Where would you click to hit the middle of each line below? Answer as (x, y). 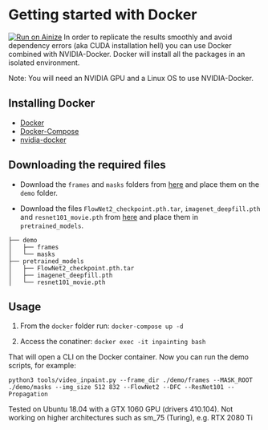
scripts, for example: (42, 366)
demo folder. (39, 193)
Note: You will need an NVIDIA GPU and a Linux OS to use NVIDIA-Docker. (131, 78)
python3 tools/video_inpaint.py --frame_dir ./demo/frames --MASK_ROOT (130, 380)
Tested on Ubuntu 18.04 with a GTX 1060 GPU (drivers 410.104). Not (121, 409)
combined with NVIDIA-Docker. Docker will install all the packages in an (127, 54)
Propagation (28, 395)
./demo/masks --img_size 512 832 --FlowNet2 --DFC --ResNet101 (116, 387)
